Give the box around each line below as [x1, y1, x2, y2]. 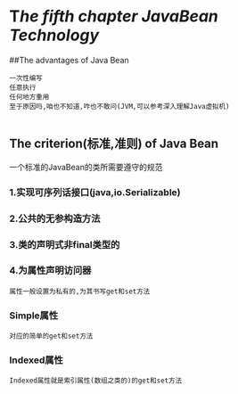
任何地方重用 [9, 92, 50, 102]
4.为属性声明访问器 [9, 265, 92, 277]
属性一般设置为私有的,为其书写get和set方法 [9, 287, 151, 296]
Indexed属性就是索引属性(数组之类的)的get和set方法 [9, 376, 183, 385]
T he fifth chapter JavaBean [9, 6, 218, 27]
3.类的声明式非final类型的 [9, 238, 120, 250]
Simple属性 [9, 309, 59, 322]
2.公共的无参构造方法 [9, 212, 101, 225]
